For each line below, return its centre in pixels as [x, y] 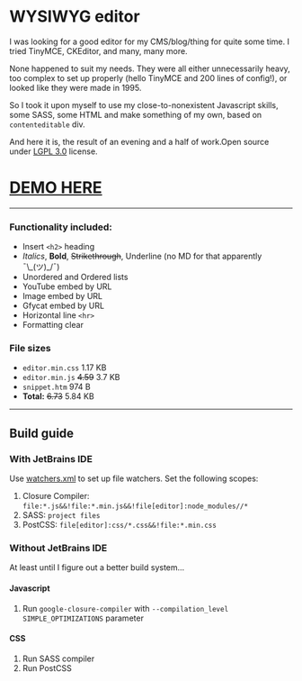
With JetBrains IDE [51, 459]
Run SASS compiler [58, 658]
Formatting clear [53, 325]
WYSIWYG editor [75, 17]
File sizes [30, 349]
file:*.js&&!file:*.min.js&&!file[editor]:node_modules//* [135, 506]
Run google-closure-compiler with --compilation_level [125, 608]
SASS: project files [61, 515]
